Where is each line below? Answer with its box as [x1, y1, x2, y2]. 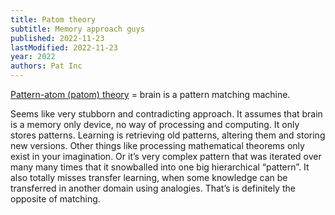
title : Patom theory [10, 14, 97, 25]
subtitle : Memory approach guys [10, 24, 145, 34]
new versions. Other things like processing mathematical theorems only [10, 140, 305, 151]
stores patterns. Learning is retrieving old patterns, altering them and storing [10, 129, 326, 141]
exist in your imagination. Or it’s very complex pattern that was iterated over [10, 151, 322, 162]
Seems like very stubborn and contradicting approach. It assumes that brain [10, 108, 323, 120]
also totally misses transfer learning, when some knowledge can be [10, 172, 288, 183]
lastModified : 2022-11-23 [10, 42, 118, 53]
